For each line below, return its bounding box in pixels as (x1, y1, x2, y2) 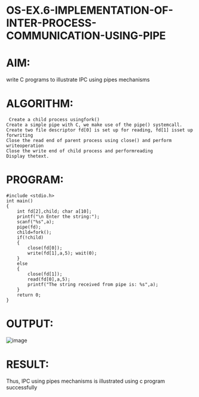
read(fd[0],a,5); (27, 276, 70, 282)
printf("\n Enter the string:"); (17, 214, 100, 220)
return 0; (17, 292, 42, 298)
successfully (6, 383, 38, 391)
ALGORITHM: (6, 97, 73, 110)
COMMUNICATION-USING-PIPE (6, 29, 166, 42)
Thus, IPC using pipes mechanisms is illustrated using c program (6, 377, 166, 384)
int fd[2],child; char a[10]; (17, 208, 92, 214)
